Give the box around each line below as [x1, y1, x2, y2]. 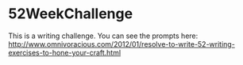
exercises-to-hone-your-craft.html [8, 48, 121, 57]
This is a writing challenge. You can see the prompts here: [8, 31, 199, 40]
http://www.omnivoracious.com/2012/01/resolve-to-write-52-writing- [8, 39, 236, 48]
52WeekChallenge [8, 5, 133, 23]
